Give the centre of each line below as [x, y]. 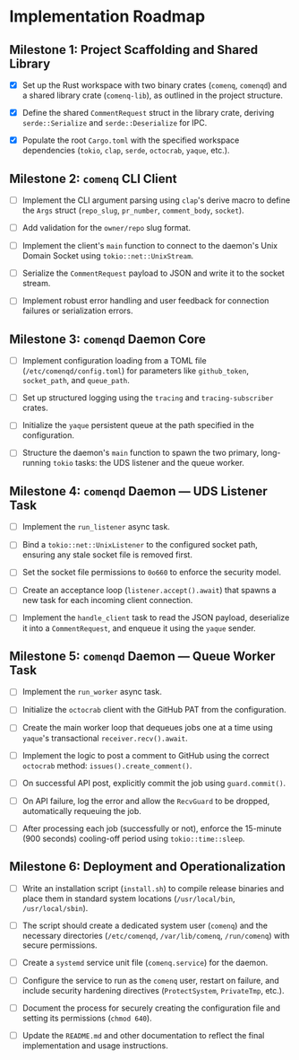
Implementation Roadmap [107, 17]
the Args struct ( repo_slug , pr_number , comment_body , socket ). [133, 210]
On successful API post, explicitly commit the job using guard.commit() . [154, 783]
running [37, 463]
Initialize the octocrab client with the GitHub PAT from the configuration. [154, 710]
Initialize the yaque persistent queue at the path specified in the [138, 425]
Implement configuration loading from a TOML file [115, 361]
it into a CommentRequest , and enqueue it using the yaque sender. [139, 628]
